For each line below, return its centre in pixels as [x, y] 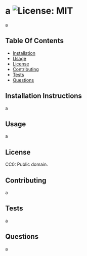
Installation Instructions [44, 96]
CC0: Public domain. [27, 164]
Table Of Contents [35, 41]
